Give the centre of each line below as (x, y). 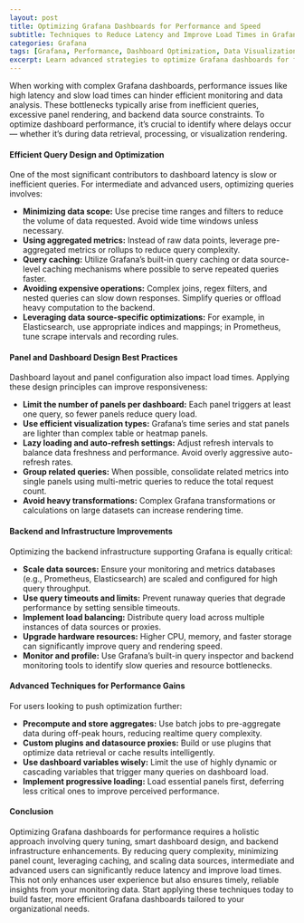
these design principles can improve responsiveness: (109, 387)
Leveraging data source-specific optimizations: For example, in (143, 317)
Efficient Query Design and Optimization (87, 154)
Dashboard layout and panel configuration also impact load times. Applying (149, 378)
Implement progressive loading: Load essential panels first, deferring (153, 781)
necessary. (43, 231)
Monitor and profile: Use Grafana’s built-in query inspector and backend (158, 655)
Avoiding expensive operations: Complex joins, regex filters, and (145, 288)
